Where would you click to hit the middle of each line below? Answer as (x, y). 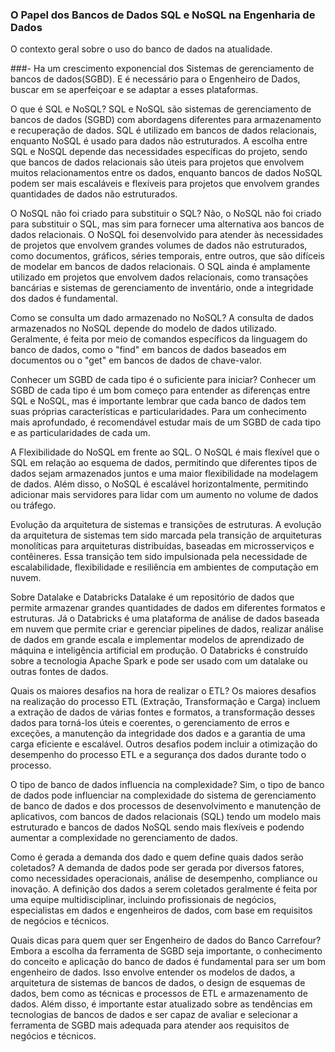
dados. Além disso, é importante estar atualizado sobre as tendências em (161, 1004)
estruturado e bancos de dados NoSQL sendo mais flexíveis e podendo (157, 827)
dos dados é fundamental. (64, 299)
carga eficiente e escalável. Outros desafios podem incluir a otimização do (164, 744)
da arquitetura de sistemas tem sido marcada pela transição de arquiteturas (166, 535)
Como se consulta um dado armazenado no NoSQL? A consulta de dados (162, 318)
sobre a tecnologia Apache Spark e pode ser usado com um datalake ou (159, 661)
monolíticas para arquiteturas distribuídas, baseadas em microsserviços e (162, 546)
